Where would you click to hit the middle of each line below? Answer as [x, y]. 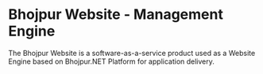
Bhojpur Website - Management [116, 15]
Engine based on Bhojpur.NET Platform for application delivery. [111, 61]
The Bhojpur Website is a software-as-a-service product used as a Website [132, 53]
